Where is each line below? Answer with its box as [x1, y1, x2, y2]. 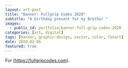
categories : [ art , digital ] [5, 30, 64, 35]
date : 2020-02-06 [5, 39, 41, 44]
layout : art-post [5, 7, 41, 12]
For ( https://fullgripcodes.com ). [5, 57, 70, 63]
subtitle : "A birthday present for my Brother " [5, 16, 108, 21]
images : [5, 21, 21, 26]
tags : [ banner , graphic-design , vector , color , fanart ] [5, 35, 124, 40]
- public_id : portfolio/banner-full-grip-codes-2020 [9, 26, 122, 31]
